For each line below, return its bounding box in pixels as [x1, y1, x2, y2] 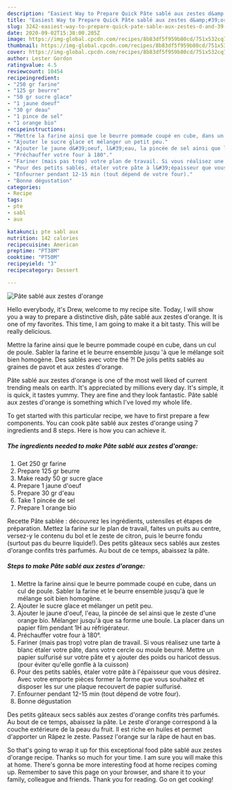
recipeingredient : [7, 74, 60, 82]
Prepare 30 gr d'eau [17, 489, 75, 497]
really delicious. [7, 327, 52, 335]
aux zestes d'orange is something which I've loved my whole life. [7, 398, 192, 406]
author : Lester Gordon [7, 55, 72, 62]
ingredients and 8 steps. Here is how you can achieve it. [7, 426, 167, 434]
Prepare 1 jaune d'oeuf [17, 481, 81, 489]
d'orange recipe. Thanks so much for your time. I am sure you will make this [7, 753, 223, 761]
